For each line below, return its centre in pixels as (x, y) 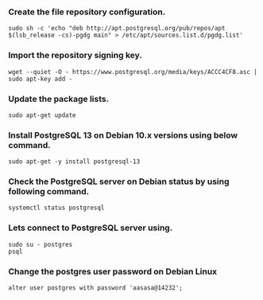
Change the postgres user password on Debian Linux (113, 271)
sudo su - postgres (41, 244)
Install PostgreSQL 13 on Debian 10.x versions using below (123, 135)
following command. (49, 192)
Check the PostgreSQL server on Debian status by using (119, 181)
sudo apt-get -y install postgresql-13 (74, 162)
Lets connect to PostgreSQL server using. (91, 228)
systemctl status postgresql (56, 208)
